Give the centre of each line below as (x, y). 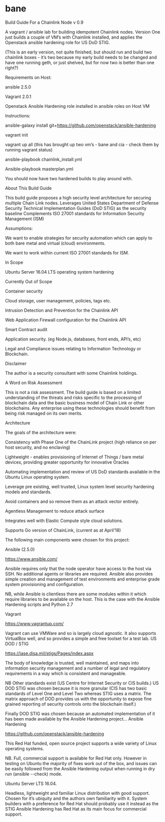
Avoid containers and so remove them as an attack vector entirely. (72, 501)
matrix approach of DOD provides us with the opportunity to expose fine (78, 699)
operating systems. (25, 748)
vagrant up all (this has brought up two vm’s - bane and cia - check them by (82, 145)
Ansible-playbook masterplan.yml (39, 169)
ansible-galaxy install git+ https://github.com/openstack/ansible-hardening (81, 125)
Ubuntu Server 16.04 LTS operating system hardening (60, 272)
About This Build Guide (29, 188)
